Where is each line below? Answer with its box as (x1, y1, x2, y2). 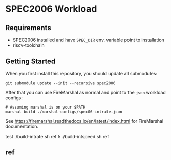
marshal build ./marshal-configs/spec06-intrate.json (5, 109, 123, 114)
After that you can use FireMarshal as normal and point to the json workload (5, 89, 166, 95)
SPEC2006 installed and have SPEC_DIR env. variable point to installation (12, 37, 165, 43)
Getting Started (5, 57, 56, 66)
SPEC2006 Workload (5, 3, 97, 15)
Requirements (5, 23, 51, 32)
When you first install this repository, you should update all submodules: (5, 70, 158, 76)
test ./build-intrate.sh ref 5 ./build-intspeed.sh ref (5, 133, 109, 139)
